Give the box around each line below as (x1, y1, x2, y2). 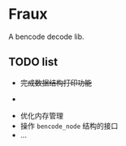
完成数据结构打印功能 (20, 78, 92, 88)
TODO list (8, 55, 59, 69)
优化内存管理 (20, 110, 63, 120)
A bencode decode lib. (8, 32, 85, 41)
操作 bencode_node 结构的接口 (20, 121, 119, 131)
